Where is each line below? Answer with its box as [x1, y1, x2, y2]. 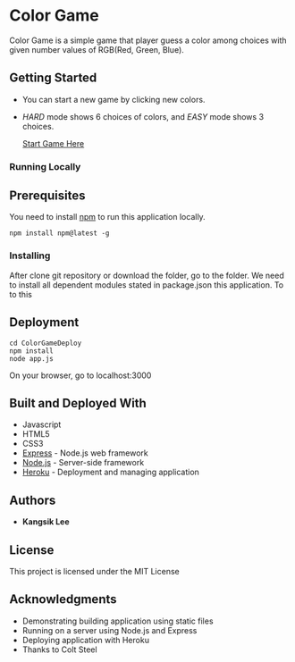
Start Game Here [21, 138, 85, 148]
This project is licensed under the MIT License [9, 566, 181, 577]
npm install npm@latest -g [9, 229, 110, 238]
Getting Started [9, 71, 97, 86]
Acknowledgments [9, 591, 118, 608]
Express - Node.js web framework [21, 448, 149, 458]
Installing [9, 249, 51, 262]
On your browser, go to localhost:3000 [9, 370, 152, 381]
